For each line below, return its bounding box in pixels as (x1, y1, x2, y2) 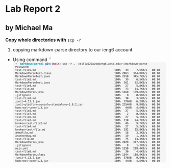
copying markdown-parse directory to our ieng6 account (12, 47, 133, 52)
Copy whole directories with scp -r (5, 37, 82, 43)
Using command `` (12, 57, 52, 63)
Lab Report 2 (5, 3, 61, 15)
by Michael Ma (5, 23, 53, 32)
